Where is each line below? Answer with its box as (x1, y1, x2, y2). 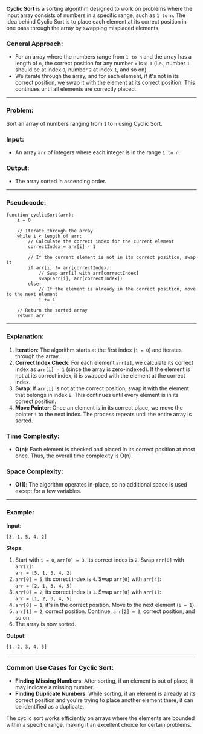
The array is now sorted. (14, 620, 77, 628)
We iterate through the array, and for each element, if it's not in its (14, 73, 179, 80)
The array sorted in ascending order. (14, 178, 107, 185)
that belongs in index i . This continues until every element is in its (14, 391, 179, 398)
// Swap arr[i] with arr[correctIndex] (38, 270, 139, 277)
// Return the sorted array (17, 307, 88, 313)
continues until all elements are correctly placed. (14, 85, 137, 93)
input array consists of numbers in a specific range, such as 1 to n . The (6, 11, 186, 19)
